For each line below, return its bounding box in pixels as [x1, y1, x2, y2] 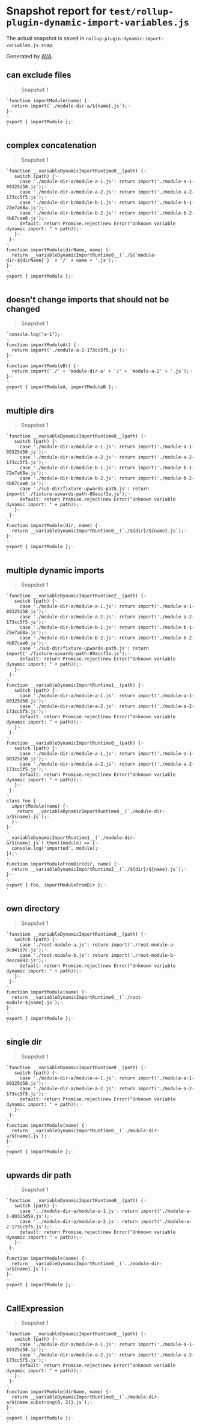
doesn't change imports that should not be [6, 294, 169, 305]
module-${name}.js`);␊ [6, 999, 64, 1005]
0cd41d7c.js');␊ [6, 947, 48, 953]
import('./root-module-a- [111, 942, 176, 948]
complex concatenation [6, 140, 97, 151]
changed [6, 304, 40, 314]
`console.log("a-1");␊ [6, 332, 64, 338]
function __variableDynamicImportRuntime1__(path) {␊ [6, 682, 145, 688]
